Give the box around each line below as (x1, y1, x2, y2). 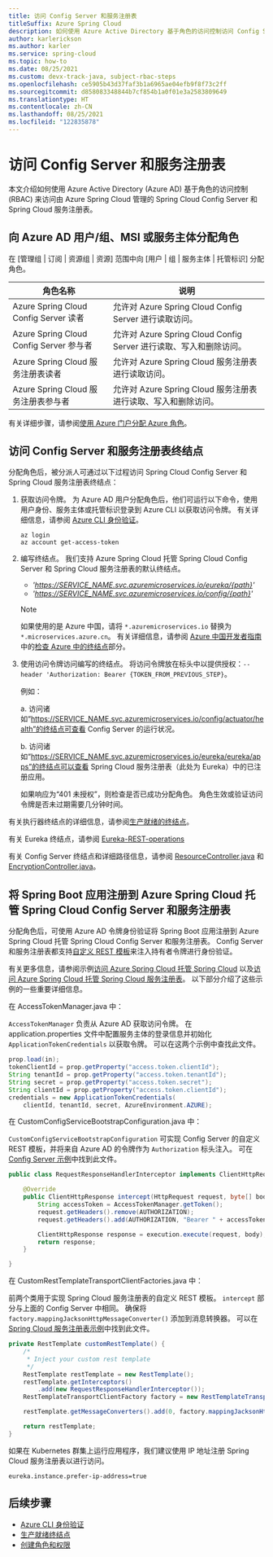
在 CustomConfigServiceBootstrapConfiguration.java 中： (8, 1116, 201, 1126)
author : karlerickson (8, 34, 82, 43)
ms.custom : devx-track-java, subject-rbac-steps (8, 72, 176, 81)
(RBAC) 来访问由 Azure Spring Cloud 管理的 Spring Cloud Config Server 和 (8, 194, 258, 204)
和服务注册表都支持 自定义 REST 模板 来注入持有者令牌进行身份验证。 (8, 946, 237, 957)
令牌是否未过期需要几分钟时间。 (19, 800, 128, 809)
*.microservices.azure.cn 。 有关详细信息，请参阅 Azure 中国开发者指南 (19, 632, 262, 642)
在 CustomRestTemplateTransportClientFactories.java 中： (8, 1276, 203, 1286)
